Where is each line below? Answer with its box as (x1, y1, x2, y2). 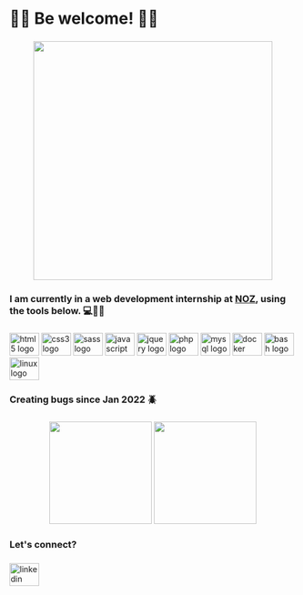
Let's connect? (9, 538, 77, 550)
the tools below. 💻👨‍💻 (9, 305, 106, 318)
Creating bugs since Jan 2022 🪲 (9, 393, 157, 406)
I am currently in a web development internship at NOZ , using (9, 293, 287, 306)
